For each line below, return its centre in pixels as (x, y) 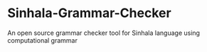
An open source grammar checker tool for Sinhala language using (104, 33)
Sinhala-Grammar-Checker (90, 13)
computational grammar (43, 40)
